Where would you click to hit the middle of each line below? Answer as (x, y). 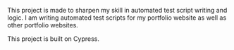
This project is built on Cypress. (54, 39)
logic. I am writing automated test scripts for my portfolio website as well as (117, 18)
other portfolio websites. (43, 25)
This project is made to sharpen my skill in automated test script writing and (117, 10)
